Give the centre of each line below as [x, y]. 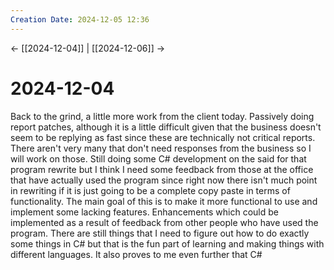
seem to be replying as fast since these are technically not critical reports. [163, 137]
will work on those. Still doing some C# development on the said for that [158, 158]
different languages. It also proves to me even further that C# [136, 254]
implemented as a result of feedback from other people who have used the [164, 222]
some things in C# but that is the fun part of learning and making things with [167, 243]
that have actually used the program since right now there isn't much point [164, 180]
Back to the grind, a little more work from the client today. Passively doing [162, 116]
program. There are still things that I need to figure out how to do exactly [160, 233]
